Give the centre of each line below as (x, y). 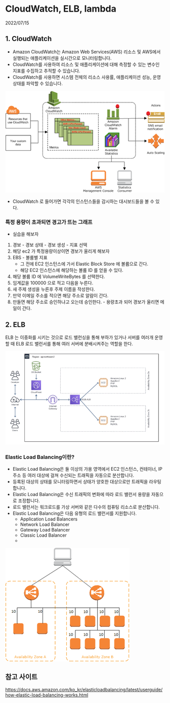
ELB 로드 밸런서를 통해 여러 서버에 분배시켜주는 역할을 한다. (74, 344)
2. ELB (15, 324)
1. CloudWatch (29, 39)
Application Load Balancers (49, 519)
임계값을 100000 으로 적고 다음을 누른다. (53, 283)
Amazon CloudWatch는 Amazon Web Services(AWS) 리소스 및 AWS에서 (87, 52)
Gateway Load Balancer (45, 530)
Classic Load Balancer (43, 535)
